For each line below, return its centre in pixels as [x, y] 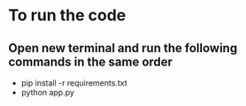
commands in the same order [91, 61]
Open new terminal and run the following [123, 48]
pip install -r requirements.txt [74, 83]
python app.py [47, 92]
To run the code [67, 15]
